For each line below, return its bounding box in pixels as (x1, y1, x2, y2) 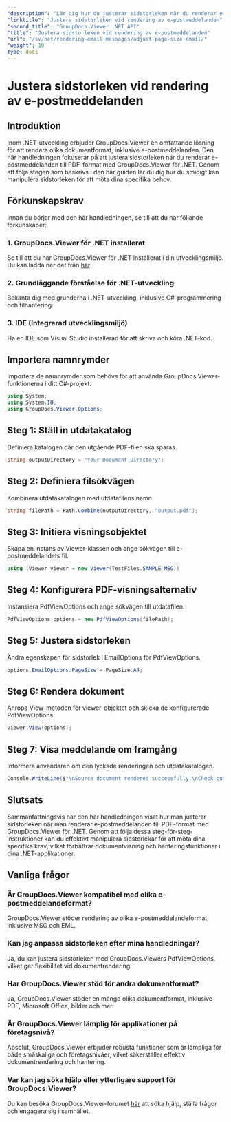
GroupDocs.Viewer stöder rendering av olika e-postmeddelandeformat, (7, 914, 210, 922)
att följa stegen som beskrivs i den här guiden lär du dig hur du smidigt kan (7, 167, 219, 176)
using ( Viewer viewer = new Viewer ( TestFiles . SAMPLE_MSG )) (7, 565, 180, 572)
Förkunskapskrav (7, 195, 84, 207)
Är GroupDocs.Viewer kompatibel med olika (7, 890, 157, 899)
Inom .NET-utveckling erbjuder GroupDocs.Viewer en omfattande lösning (7, 139, 214, 147)
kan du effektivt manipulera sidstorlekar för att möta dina (44, 835, 206, 843)
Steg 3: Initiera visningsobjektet (7, 526, 147, 538)
